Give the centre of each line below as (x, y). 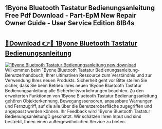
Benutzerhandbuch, (25, 75)
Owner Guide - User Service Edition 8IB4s (70, 23)
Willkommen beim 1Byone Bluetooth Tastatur (50, 70)
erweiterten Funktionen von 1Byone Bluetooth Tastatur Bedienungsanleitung (81, 96)
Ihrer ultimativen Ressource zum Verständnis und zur (99, 75)
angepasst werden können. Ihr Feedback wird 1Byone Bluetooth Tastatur (78, 111)
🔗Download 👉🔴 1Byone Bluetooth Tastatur (71, 43)
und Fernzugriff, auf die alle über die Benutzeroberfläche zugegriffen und (79, 106)
